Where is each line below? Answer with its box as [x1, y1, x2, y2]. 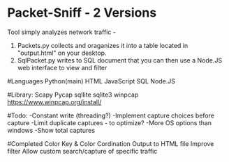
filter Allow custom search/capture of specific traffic [7, 147, 158, 155]
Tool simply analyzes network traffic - [7, 28, 117, 36]
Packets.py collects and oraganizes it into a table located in [17, 41, 189, 49]
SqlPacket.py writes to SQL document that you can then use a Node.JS [17, 56, 222, 64]
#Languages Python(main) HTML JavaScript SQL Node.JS [7, 76, 176, 85]
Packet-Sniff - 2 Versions [7, 5, 157, 21]
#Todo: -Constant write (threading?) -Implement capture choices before [7, 111, 215, 120]
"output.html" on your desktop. [17, 49, 107, 57]
